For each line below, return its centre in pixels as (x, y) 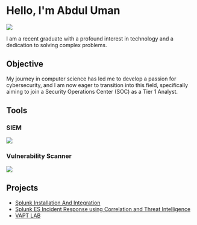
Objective (25, 64)
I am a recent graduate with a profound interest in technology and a (90, 38)
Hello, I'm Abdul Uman (63, 11)
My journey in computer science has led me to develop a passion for (91, 79)
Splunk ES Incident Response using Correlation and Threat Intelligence (103, 209)
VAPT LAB (28, 215)
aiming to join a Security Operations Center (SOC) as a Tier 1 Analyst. (92, 91)
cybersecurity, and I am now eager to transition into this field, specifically (97, 85)
